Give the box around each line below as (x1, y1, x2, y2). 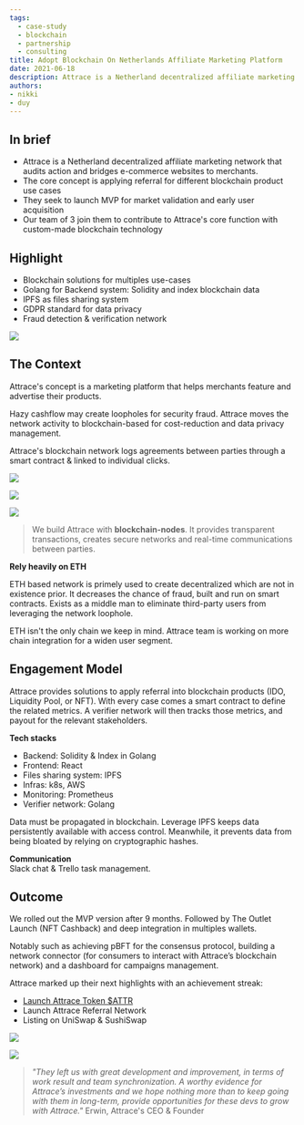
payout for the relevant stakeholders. (9, 715, 148, 726)
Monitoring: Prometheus (22, 789, 114, 800)
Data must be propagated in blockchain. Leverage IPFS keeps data (9, 816, 259, 827)
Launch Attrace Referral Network (22, 1005, 147, 1017)
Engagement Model (9, 662, 123, 677)
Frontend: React (22, 759, 84, 770)
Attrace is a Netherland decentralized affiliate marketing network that (22, 156, 282, 167)
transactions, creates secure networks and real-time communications (31, 533, 293, 544)
